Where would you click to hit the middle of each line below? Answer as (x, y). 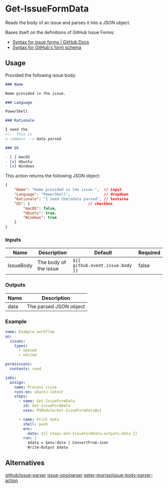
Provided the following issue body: (41, 75)
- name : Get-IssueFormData (46, 401)
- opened (27, 350)
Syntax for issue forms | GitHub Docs (51, 42)
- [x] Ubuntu (19, 162)
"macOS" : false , (40, 208)
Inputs (13, 239)
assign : (18, 382)
